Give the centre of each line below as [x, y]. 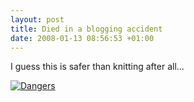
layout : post [37, 19]
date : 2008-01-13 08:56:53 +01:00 [82, 38]
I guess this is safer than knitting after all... [97, 67]
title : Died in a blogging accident [86, 29]
